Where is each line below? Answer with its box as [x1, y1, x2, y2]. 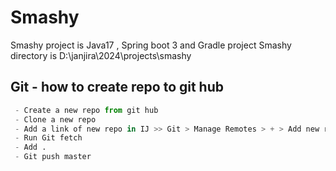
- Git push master [14, 152, 92, 162]
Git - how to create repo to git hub [10, 79, 224, 96]
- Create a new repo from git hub [14, 105, 159, 115]
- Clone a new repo [14, 114, 97, 125]
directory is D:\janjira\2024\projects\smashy [10, 49, 192, 61]
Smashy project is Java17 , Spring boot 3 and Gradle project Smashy [10, 39, 292, 51]
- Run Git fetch [14, 133, 83, 143]
